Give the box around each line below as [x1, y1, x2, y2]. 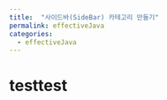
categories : [9, 29, 53, 38]
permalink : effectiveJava [9, 21, 104, 30]
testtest [9, 76, 68, 96]
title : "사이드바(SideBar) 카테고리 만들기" [9, 12, 159, 22]
